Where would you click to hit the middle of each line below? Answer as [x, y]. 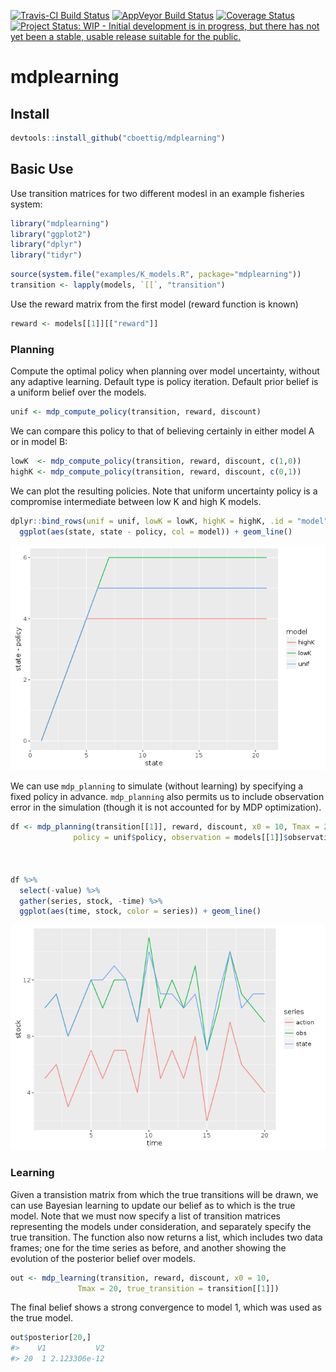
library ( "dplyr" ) [46, 245]
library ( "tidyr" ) [46, 255]
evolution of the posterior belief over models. [103, 1258]
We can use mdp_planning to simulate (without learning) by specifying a [157, 786]
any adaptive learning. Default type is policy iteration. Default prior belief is [164, 382]
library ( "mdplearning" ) [60, 223]
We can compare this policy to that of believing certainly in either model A [162, 431]
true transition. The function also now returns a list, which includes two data [166, 1237]
